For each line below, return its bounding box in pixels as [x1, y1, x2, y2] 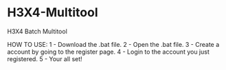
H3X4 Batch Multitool [7, 27, 67, 35]
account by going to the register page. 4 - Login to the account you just [7, 48, 210, 56]
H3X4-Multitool [7, 5, 98, 20]
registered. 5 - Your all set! [7, 54, 82, 63]
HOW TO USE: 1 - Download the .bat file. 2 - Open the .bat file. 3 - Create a [7, 40, 220, 48]
